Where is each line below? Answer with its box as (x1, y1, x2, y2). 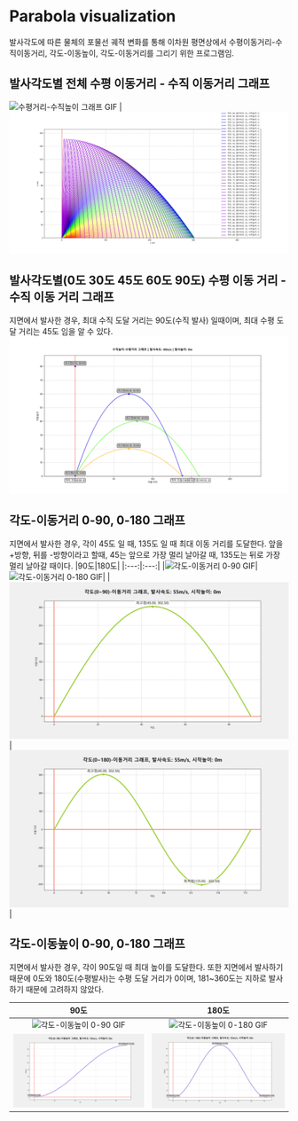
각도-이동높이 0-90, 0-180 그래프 (9, 937, 186, 952)
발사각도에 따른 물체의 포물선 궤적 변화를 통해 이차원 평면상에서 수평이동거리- (9, 36, 276, 47)
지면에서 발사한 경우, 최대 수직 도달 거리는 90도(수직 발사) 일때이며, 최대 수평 (9, 315, 275, 325)
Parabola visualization (9, 6, 176, 27)
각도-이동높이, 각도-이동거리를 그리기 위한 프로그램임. (49, 47, 235, 59)
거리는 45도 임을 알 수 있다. (18, 325, 114, 336)
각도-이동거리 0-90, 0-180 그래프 (9, 513, 186, 529)
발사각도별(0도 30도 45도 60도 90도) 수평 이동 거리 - (9, 273, 286, 288)
